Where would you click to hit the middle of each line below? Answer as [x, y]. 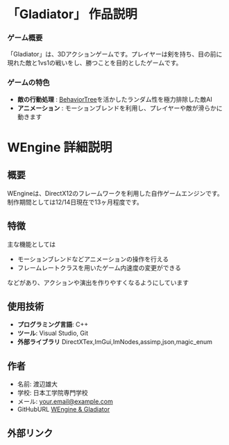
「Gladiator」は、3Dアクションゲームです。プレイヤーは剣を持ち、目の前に [115, 54]
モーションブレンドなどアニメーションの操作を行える [93, 259]
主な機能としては [32, 244]
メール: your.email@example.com [65, 402]
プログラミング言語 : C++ [53, 325]
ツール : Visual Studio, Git [53, 333]
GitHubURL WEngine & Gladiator [63, 409]
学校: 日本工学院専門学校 [52, 393]
